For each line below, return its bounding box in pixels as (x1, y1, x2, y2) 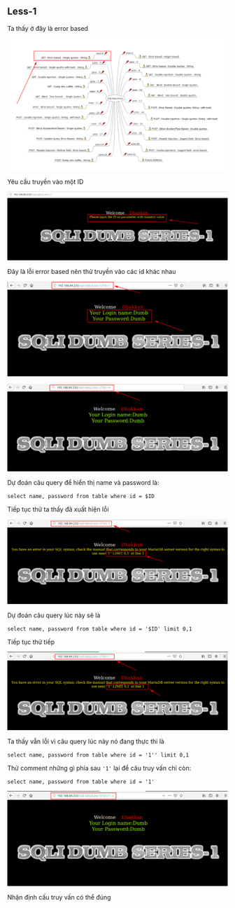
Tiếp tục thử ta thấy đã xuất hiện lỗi (7, 505, 110, 514)
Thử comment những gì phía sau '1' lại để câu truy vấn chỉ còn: (7, 764, 192, 772)
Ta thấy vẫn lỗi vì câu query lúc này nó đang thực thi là (7, 737, 164, 745)
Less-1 (7, 6, 37, 18)
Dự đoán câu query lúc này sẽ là (7, 611, 101, 619)
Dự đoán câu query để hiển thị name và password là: (7, 479, 159, 487)
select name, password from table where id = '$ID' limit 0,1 (7, 625, 192, 633)
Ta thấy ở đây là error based (7, 24, 89, 32)
